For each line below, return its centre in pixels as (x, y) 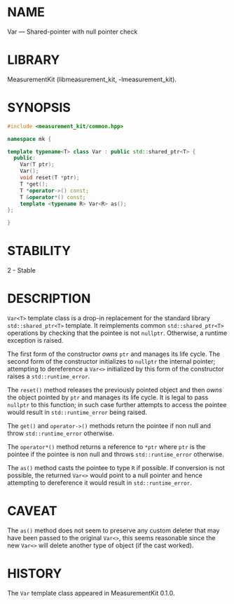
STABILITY (39, 251)
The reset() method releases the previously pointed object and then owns (115, 390)
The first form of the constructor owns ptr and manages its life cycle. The (114, 354)
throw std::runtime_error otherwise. (61, 433)
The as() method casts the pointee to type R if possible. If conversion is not (116, 468)
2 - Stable (22, 270)
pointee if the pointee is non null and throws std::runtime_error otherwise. (116, 454)
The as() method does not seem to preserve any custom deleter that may (113, 530)
